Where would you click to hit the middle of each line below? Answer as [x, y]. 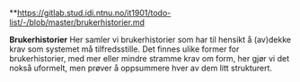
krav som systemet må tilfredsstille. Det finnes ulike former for [124, 49]
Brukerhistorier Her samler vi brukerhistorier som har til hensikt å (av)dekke [150, 40]
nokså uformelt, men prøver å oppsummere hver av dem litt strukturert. [141, 68]
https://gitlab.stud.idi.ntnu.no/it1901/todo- [94, 13]
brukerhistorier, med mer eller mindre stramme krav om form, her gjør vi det [150, 58]
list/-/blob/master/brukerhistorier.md [77, 22]
